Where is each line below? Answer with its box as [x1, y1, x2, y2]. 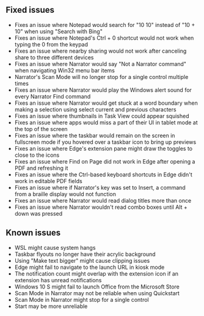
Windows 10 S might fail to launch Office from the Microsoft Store [14, 283, 180, 290]
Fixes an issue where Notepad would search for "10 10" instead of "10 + [14, 21, 195, 28]
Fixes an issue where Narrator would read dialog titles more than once [14, 197, 192, 204]
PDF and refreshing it [14, 164, 68, 171]
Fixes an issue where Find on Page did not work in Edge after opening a [14, 157, 195, 165]
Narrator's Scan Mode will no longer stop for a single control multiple [14, 73, 189, 80]
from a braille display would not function [14, 190, 117, 198]
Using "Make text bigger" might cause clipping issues [14, 257, 150, 264]
